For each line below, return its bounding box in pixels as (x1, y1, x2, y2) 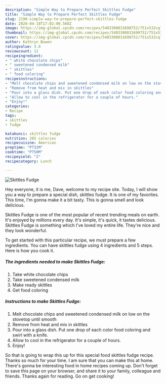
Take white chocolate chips (12, 271, 68, 277)
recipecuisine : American (5, 141, 56, 145)
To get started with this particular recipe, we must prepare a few (5, 237, 136, 243)
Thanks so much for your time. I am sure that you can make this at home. (5, 357, 154, 363)
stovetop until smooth (12, 316, 57, 322)
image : (5, 26, 19, 31)
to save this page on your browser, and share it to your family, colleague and (5, 368, 161, 374)
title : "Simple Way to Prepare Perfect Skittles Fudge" (5, 12, 123, 17)
